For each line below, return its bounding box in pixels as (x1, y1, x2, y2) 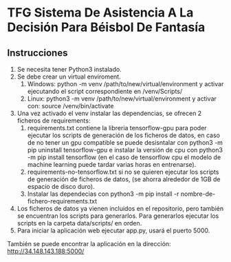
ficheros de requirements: (16, 117, 91, 125)
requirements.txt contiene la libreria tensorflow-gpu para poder (27, 124, 208, 132)
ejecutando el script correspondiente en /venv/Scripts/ (27, 88, 183, 95)
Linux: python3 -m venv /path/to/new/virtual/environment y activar (27, 94, 217, 103)
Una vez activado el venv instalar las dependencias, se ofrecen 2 (16, 109, 202, 117)
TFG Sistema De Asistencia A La (7, 5, 194, 21)
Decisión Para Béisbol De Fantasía (7, 19, 206, 35)
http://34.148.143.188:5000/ (7, 247, 85, 255)
